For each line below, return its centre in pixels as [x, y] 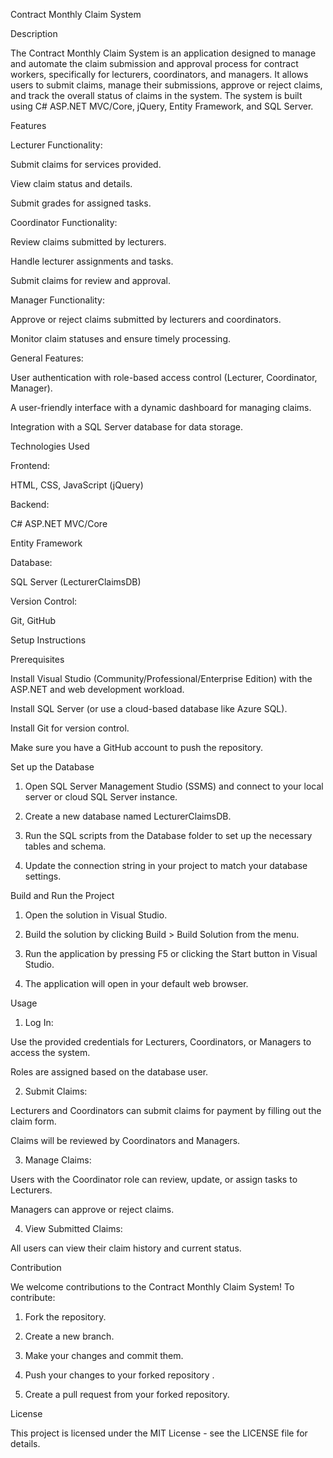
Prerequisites [37, 659]
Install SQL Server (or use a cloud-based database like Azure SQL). [149, 708]
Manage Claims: [58, 1160]
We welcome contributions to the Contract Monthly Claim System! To [152, 1287]
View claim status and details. [71, 183]
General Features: [47, 358]
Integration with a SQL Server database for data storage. [126, 427]
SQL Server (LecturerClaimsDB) [76, 582]
